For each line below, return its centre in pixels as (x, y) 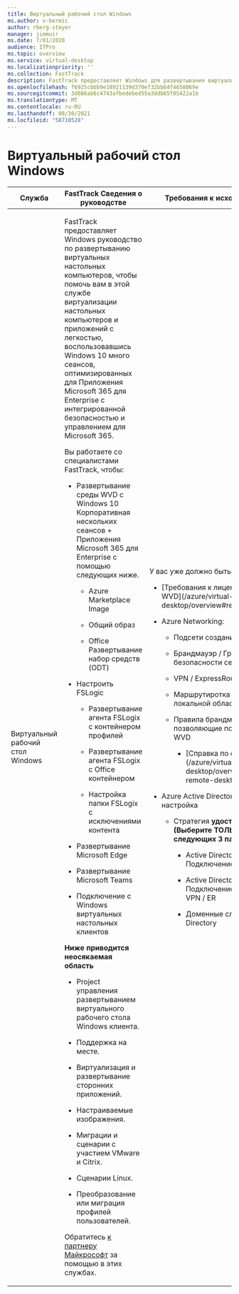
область (79, 966)
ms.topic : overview (36, 54)
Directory (201, 923)
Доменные (205, 914)
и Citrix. (89, 1162)
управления (97, 991)
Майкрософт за (91, 1255)
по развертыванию (97, 248)
